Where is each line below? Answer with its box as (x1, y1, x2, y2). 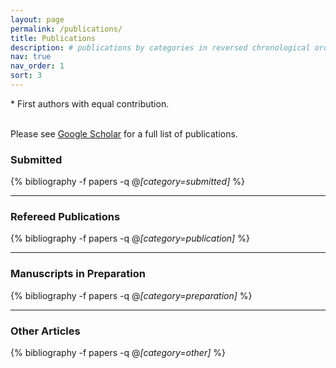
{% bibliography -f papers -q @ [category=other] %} (10, 347, 226, 359)
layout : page (10, 14, 65, 25)
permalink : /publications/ (10, 24, 123, 34)
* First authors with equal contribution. (10, 97, 170, 110)
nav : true (10, 52, 52, 62)
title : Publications (10, 33, 97, 43)
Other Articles (10, 324, 81, 338)
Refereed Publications (10, 210, 121, 224)
